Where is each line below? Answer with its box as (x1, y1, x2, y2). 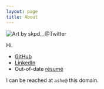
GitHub (14, 53, 32, 60)
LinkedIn (14, 59, 36, 66)
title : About (6, 14, 38, 20)
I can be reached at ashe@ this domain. (6, 77, 99, 84)
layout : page (6, 8, 38, 15)
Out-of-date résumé (14, 65, 63, 72)
